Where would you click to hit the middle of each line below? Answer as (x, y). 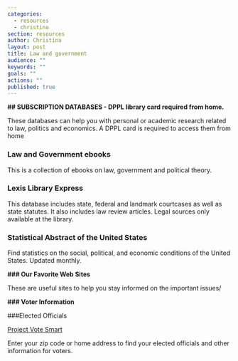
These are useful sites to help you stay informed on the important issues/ (114, 288)
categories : (25, 14)
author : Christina (34, 41)
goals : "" (22, 73)
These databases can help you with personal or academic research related (117, 121)
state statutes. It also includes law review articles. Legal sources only (108, 211)
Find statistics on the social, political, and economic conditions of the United (119, 253)
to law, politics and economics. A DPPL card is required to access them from (119, 128)
